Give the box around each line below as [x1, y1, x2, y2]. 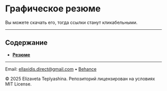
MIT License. [5, 81, 32, 87]
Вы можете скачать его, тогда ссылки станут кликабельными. [5, 19, 138, 25]
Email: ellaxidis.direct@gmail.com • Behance [5, 66, 97, 72]
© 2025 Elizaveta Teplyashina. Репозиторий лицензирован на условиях [5, 76, 155, 82]
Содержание [5, 38, 48, 47]
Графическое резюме [5, 3, 101, 14]
